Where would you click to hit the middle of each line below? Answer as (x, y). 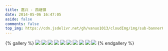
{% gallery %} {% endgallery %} (70, 43)
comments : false (22, 24)
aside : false (19, 19)
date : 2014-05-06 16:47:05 (33, 14)
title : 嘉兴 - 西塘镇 (26, 10)
